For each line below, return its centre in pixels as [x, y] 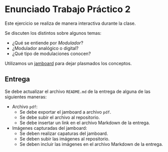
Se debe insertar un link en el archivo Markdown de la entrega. [85, 123]
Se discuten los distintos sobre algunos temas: [53, 33]
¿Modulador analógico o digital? [45, 48]
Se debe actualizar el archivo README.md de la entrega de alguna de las [78, 91]
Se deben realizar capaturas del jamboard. [64, 133]
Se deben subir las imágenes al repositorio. [64, 139]
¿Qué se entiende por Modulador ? [48, 43]
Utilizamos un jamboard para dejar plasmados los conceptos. [68, 63]
